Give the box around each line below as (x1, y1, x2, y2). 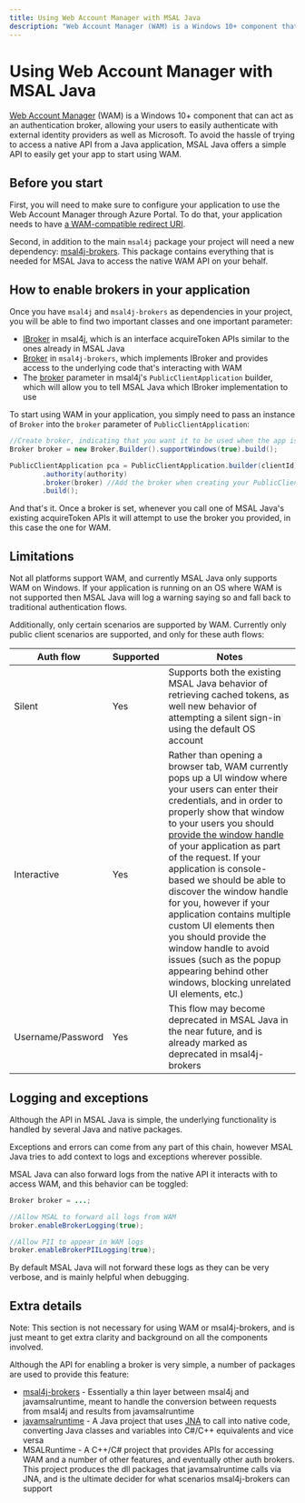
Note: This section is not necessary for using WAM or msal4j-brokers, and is (9, 1322, 295, 1333)
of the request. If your (168, 851, 261, 864)
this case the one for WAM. (9, 522, 112, 533)
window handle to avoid (168, 942, 270, 955)
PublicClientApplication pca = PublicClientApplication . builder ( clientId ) (9, 461, 299, 470)
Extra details (9, 1298, 83, 1314)
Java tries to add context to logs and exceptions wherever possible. (9, 1151, 263, 1162)
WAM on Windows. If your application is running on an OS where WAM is (9, 583, 282, 594)
